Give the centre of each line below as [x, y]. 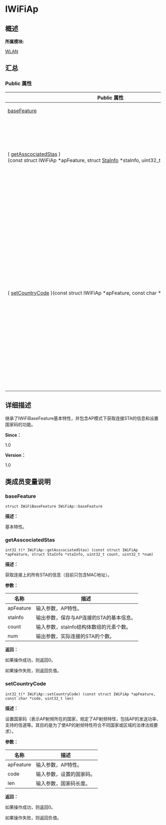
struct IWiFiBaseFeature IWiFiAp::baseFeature [54, 507]
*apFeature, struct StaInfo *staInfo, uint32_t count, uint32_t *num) [79, 555]
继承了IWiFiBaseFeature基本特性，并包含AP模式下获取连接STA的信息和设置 [82, 418]
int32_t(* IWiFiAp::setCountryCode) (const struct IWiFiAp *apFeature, [80, 694]
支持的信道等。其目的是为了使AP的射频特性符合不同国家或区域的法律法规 [80, 725]
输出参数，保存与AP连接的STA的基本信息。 [86, 618]
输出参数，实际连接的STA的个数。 [75, 637]
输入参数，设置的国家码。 [65, 774]
